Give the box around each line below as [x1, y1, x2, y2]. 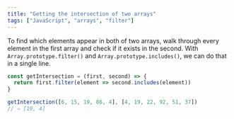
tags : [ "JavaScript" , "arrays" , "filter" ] [7, 17, 134, 24]
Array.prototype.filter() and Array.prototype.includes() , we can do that [7, 51, 228, 60]
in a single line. [7, 59, 51, 67]
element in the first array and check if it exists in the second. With [7, 44, 199, 52]
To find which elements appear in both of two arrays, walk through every [7, 36, 219, 45]
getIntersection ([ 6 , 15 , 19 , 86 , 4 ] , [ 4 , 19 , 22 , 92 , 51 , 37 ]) [7, 98, 198, 106]
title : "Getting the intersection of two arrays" [7, 10, 157, 18]
